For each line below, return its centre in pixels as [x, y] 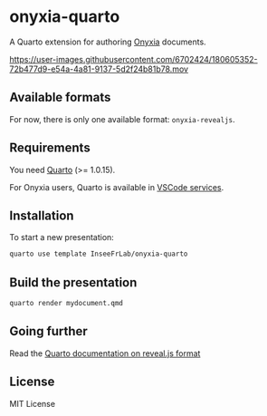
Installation [42, 215]
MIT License [33, 403]
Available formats [60, 97]
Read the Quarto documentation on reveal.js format [105, 353]
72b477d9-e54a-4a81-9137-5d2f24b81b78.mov [99, 69]
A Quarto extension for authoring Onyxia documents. [108, 42]
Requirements [50, 148]
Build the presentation [73, 282]
